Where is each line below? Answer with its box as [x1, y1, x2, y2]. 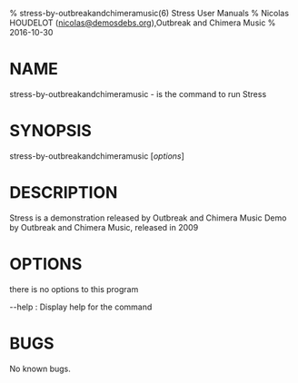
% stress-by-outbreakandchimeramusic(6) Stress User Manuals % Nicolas [9, 8, 289, 18]
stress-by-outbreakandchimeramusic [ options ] [9, 150, 184, 162]
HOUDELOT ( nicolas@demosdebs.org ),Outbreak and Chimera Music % [9, 17, 276, 28]
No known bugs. [9, 363, 71, 374]
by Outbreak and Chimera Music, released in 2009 [9, 221, 199, 232]
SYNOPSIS [9, 121, 93, 142]
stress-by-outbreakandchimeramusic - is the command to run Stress [9, 88, 267, 99]
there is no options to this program [9, 283, 139, 294]
